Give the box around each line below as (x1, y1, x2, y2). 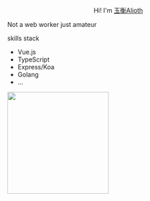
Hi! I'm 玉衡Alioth (94, 6, 143, 14)
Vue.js (17, 48, 37, 56)
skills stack (7, 34, 40, 42)
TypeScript (17, 55, 50, 64)
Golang (17, 70, 39, 79)
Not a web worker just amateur (7, 21, 97, 28)
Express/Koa (17, 63, 55, 71)
